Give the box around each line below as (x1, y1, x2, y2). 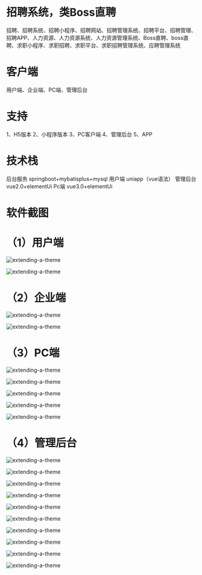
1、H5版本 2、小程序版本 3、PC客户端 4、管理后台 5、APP (6, 130, 153, 138)
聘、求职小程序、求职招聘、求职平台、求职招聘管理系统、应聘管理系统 (6, 42, 181, 49)
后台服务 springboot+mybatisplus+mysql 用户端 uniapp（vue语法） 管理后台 (6, 175, 197, 182)
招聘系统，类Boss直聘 (6, 5, 116, 19)
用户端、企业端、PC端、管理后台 (6, 86, 88, 94)
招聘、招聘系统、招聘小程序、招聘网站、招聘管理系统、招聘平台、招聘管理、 (6, 27, 197, 34)
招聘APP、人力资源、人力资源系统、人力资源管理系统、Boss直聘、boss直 (6, 34, 189, 41)
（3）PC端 (6, 346, 60, 360)
